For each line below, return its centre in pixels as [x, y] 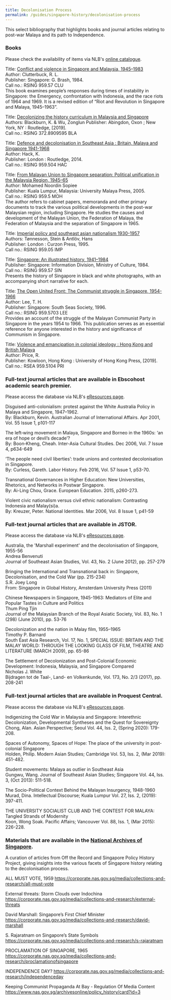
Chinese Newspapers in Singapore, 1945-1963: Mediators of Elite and [78, 598]
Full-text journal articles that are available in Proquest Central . [84, 696]
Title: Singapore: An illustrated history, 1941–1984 [57, 259]
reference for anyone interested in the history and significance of [74, 329]
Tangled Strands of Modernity [37, 816]
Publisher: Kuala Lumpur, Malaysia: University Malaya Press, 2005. [75, 191]
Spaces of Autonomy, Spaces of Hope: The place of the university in [77, 743]
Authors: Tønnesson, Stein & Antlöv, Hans [49, 238]
